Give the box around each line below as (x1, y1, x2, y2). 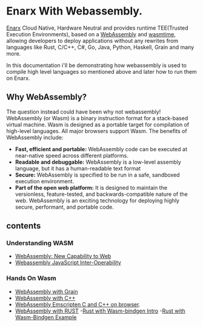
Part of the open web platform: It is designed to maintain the (15, 184, 168, 191)
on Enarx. (6, 74, 30, 82)
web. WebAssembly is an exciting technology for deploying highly (15, 196, 180, 204)
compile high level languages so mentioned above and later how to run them (6, 68, 197, 75)
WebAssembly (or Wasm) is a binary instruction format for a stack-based (6, 114, 188, 121)
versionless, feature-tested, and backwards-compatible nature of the (15, 190, 188, 198)
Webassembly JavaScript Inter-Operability (15, 259, 121, 267)
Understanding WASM (6, 239, 74, 247)
